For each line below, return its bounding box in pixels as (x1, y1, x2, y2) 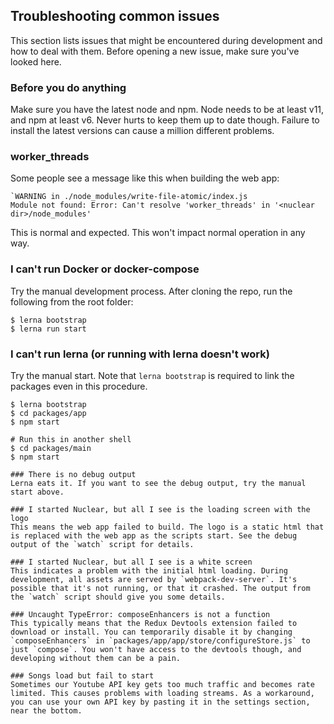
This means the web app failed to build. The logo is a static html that (10, 522, 325, 532)
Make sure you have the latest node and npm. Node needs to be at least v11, (10, 104, 325, 116)
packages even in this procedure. (10, 380, 148, 392)
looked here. (10, 55, 62, 68)
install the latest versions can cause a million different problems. (10, 125, 275, 137)
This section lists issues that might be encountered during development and (10, 34, 323, 46)
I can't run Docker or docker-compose (10, 262, 200, 276)
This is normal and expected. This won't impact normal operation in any (10, 227, 306, 239)
